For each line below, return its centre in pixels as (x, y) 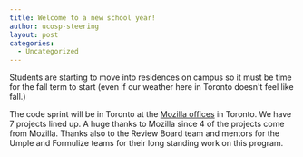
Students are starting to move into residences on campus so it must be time (151, 77)
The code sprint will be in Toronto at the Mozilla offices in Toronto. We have (151, 114)
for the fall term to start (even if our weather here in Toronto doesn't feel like (151, 87)
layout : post (34, 34)
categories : (32, 43)
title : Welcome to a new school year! (83, 18)
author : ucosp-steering (54, 26)
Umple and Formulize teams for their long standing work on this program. (147, 143)
